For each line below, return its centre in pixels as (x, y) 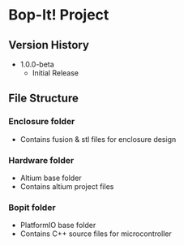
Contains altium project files (67, 186)
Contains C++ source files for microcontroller (96, 234)
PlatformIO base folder (58, 226)
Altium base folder (51, 178)
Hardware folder (41, 160)
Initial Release (56, 73)
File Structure (43, 99)
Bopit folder (32, 207)
